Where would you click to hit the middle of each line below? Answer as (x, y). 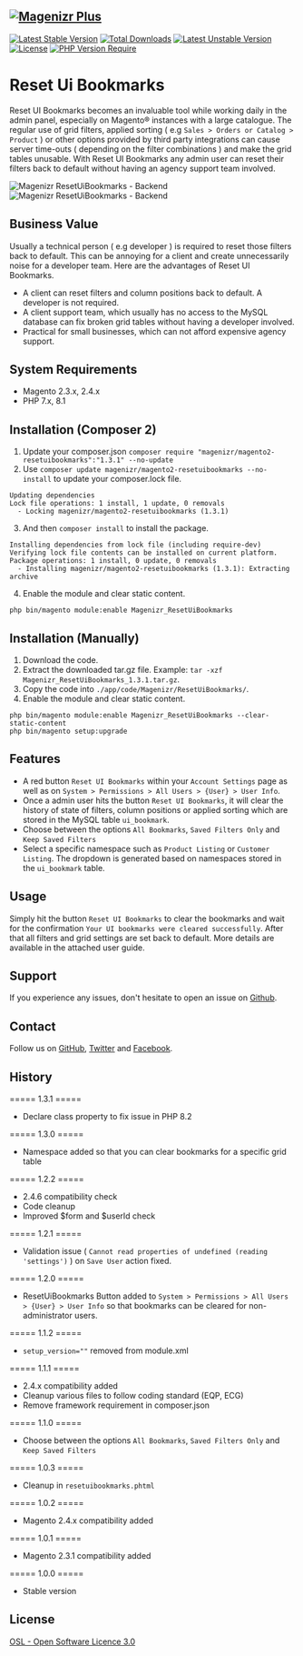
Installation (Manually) (74, 638)
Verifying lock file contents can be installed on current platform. (144, 553)
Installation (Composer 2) (83, 430)
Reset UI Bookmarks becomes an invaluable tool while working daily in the (148, 110)
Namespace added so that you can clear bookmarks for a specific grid (155, 1152)
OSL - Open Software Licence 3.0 (73, 1641)
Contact (33, 1026)
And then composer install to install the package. (115, 528)
